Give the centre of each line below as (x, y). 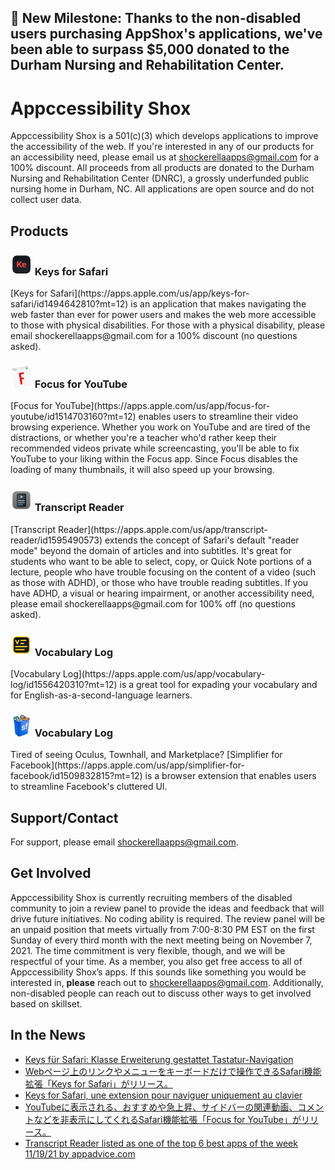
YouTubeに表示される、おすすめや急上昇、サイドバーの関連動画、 (161, 1107)
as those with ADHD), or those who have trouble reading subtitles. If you (159, 582)
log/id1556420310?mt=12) (64, 684)
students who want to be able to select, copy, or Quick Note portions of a (161, 561)
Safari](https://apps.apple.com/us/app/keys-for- (149, 293)
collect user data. (46, 200)
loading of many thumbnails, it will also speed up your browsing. (142, 470)
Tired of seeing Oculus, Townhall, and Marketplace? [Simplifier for (146, 755)
